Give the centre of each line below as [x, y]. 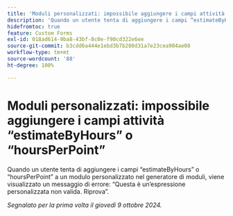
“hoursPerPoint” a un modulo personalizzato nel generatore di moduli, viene [116, 176]
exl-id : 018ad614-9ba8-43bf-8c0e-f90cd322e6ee [76, 40]
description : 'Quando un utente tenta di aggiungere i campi [97, 20]
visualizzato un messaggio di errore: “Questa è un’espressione [96, 184]
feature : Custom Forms [40, 33]
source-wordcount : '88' [42, 59]
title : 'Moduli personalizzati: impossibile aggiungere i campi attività [116, 14]
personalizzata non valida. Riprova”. [58, 191]
